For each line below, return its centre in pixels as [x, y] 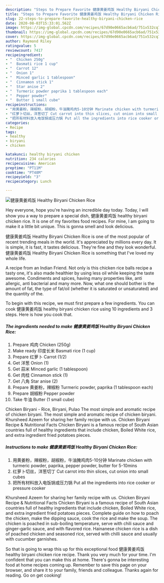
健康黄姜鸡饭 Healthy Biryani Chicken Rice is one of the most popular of [78, 236]
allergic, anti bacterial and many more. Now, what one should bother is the [80, 283]
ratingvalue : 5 [21, 46]
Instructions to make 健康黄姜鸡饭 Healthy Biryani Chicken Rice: [72, 447]
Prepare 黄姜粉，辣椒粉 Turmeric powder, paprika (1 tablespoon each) [83, 387]
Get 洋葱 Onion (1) [31, 363]
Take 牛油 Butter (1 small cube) [43, 399]
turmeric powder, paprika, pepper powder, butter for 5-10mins [75, 466]
